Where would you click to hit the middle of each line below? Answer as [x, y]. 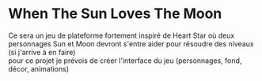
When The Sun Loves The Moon [115, 14]
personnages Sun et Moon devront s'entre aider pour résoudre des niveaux [131, 43]
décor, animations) [39, 68]
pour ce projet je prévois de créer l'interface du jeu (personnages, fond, [125, 61]
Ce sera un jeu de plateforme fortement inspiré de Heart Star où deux [122, 35]
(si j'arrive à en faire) [42, 52]
